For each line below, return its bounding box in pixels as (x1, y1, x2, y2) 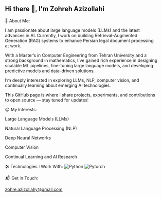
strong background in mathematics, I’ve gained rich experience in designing (5, 57, 158, 63)
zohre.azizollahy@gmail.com (5, 186, 63, 192)
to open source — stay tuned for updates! (5, 97, 89, 103)
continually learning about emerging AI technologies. (5, 82, 111, 88)
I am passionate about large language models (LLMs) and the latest (5, 27, 140, 33)
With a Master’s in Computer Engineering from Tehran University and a (5, 52, 147, 58)
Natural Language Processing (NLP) (5, 125, 77, 131)
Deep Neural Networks (5, 135, 51, 140)
